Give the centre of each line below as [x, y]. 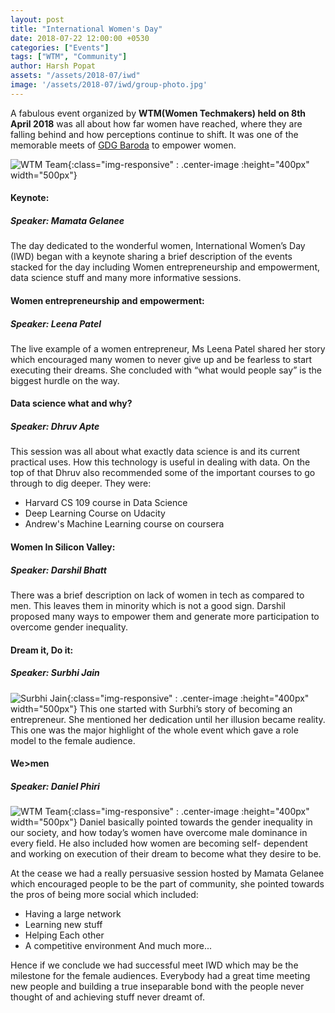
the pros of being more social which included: [104, 895]
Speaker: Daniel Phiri [55, 786]
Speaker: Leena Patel [56, 323]
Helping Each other [64, 935]
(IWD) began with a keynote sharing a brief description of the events [151, 257]
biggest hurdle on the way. [65, 380]
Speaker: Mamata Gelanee [67, 220]
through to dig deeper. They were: [81, 483]
